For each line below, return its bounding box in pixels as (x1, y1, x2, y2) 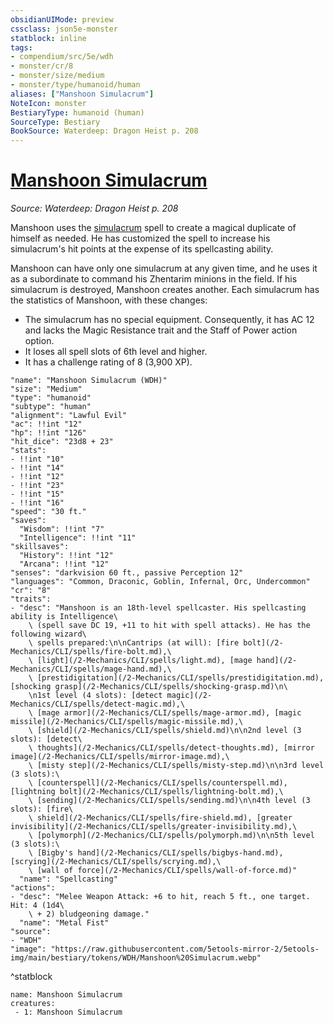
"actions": (10, 883, 56, 893)
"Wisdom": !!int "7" (19, 524, 105, 535)
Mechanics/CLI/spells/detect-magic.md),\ (10, 699, 186, 710)
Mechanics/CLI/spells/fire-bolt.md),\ (10, 647, 172, 657)
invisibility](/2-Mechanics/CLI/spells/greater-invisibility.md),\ (10, 822, 298, 832)
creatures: (10, 999, 56, 1009)
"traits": (10, 594, 52, 605)
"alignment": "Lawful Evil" (10, 411, 128, 421)
